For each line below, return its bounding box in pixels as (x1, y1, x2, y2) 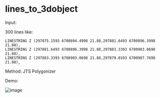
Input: (5, 20, 17, 25)
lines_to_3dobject (5, 3, 78, 15)
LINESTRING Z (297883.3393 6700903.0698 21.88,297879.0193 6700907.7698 (5, 55, 156, 60)
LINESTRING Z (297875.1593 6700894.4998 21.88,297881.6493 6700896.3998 (5, 38, 156, 43)
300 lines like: (5, 29, 33, 35)
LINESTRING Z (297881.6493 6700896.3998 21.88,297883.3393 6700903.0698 (5, 47, 156, 52)
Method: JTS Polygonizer (5, 68, 56, 74)
